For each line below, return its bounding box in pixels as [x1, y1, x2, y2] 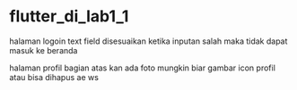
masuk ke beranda [9, 45, 78, 55]
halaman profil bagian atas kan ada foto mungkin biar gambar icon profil [9, 62, 276, 73]
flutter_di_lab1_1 [9, 6, 129, 27]
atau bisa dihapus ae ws [9, 71, 99, 82]
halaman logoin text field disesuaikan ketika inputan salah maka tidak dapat [9, 36, 288, 46]
